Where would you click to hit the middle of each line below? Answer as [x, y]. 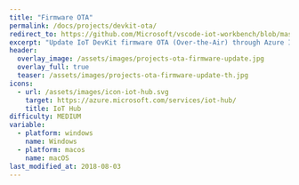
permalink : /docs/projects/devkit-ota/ [83, 26]
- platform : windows [55, 133]
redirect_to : [33, 34]
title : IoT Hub [53, 109]
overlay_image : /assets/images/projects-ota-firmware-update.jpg [141, 59]
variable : [28, 125]
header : [24, 51]
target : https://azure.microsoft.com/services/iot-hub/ [131, 100]
